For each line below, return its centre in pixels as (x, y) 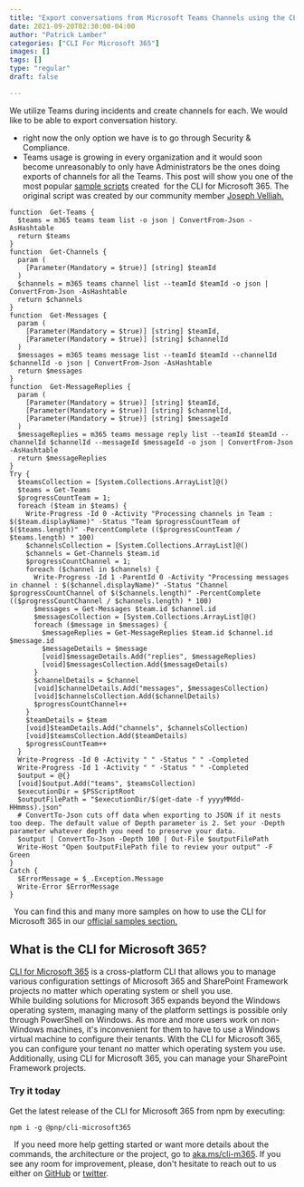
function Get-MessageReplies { (70, 386)
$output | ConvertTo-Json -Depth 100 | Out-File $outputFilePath (143, 839)
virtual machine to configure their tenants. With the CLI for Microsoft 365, (146, 1038)
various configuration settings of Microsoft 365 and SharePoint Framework (149, 981)
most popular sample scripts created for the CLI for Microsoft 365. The (156, 186)
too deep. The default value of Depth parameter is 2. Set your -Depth (147, 823)
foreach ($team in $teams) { (72, 506)
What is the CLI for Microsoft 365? (108, 950)
